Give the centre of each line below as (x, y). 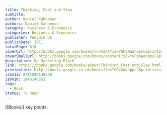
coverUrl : (15, 51)
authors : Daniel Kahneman (32, 24)
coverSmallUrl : (21, 56)
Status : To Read (22, 93)
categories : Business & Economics (41, 33)
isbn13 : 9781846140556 (29, 75)
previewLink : (19, 70)
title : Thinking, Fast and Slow (39, 10)
